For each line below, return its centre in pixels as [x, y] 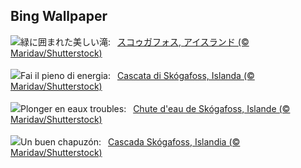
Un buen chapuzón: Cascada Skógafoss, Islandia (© [130, 141]
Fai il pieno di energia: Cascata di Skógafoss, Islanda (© [137, 75]
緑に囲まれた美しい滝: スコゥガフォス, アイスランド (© [135, 41]
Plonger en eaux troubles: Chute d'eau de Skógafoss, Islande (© [155, 108]
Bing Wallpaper [59, 16]
